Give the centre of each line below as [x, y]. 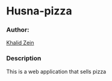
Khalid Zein [20, 43]
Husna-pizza [39, 11]
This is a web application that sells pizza [56, 71]
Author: [18, 30]
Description [24, 58]
